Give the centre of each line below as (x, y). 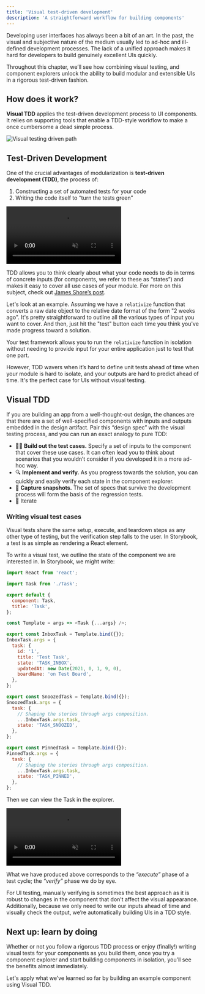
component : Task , (34, 601)
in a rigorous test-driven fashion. (47, 80)
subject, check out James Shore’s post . (56, 292)
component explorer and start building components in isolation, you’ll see (99, 960)
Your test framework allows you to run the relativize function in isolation (99, 342)
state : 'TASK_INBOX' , (45, 663)
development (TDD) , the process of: (53, 179)
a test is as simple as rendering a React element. (67, 543)
